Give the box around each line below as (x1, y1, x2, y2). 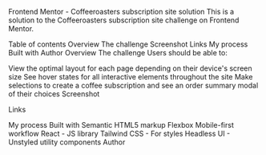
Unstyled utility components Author (8, 137, 126, 147)
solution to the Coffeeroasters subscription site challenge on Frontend (8, 15, 240, 25)
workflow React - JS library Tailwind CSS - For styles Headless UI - (8, 128, 231, 138)
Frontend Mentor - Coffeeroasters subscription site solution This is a (8, 7, 235, 16)
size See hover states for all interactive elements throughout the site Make (8, 72, 253, 81)
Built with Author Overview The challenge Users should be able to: (8, 48, 228, 57)
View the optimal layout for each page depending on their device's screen (8, 63, 252, 73)
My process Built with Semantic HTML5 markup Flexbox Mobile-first (8, 120, 234, 129)
